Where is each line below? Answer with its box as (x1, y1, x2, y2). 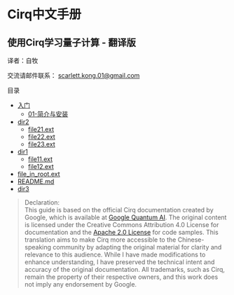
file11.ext (27, 155, 53, 163)
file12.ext (27, 163, 54, 170)
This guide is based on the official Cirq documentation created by (24, 206, 214, 214)
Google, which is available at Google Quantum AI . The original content (24, 213, 227, 221)
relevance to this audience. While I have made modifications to (24, 250, 206, 259)
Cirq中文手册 (7, 6, 82, 22)
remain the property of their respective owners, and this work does (24, 273, 219, 281)
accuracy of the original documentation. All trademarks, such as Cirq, (24, 266, 226, 273)
